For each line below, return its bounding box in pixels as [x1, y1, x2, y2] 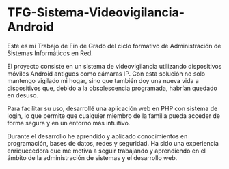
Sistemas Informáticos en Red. [7, 49, 94, 57]
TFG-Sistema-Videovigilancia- [7, 5, 185, 20]
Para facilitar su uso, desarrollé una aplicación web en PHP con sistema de [7, 104, 218, 112]
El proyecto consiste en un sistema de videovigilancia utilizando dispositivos [7, 62, 222, 70]
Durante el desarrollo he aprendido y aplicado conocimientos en [7, 132, 188, 140]
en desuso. [7, 91, 39, 99]
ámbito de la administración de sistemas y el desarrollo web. [7, 153, 178, 162]
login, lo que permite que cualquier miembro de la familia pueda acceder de [7, 111, 221, 120]
